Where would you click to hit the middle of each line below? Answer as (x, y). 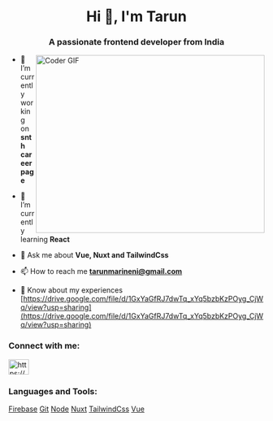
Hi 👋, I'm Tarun (136, 17)
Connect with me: (44, 346)
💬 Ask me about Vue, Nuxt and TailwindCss (94, 255)
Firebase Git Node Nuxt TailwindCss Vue (76, 409)
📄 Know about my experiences (71, 290)
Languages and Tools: (53, 391)
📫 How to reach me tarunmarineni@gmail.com (101, 271)
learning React (45, 240)
